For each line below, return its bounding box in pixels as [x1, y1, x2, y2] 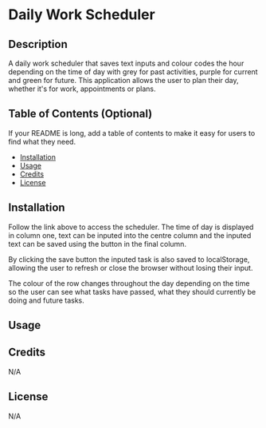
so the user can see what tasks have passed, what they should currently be [8, 287, 256, 296]
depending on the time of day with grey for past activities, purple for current [8, 67, 258, 77]
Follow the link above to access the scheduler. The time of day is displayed [8, 222, 254, 232]
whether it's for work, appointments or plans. [8, 84, 156, 93]
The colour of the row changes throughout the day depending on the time [8, 278, 250, 288]
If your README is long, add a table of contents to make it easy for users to [8, 128, 256, 137]
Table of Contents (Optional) [8, 107, 153, 121]
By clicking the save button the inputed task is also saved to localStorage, [8, 254, 250, 264]
